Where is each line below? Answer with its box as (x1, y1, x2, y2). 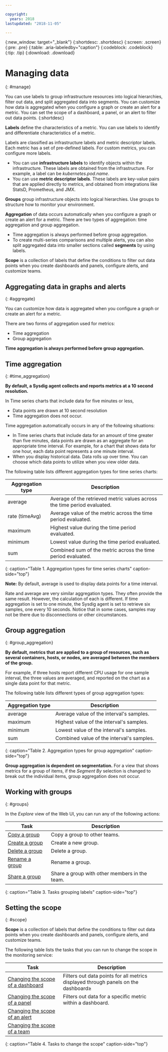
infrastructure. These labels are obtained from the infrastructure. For (12, 165, 154, 171)
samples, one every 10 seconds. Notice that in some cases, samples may (5, 606, 156, 612)
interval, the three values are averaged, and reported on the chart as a (5, 675, 150, 681)
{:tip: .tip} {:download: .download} (5, 50, 75, 56)
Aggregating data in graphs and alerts (5, 283, 126, 291)
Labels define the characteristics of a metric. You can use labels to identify (5, 125, 160, 131)
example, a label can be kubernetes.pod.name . (12, 171, 109, 177)
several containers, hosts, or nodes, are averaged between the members (5, 654, 159, 660)
